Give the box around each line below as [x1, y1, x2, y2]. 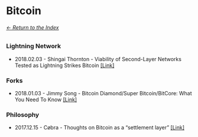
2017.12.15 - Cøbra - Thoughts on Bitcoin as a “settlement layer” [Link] [14, 124, 185, 131]
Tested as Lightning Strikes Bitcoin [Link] [14, 62, 115, 69]
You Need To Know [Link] [14, 96, 77, 103]
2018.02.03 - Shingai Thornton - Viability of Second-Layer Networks [14, 55, 182, 62]
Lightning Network [6, 42, 61, 51]
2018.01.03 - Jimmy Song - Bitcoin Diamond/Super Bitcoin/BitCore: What [14, 90, 192, 97]
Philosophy [6, 111, 40, 119]
